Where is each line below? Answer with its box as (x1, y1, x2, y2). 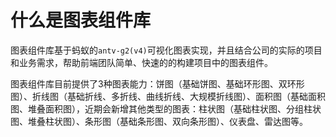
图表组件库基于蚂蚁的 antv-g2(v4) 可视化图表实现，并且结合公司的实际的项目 (10, 44, 323, 56)
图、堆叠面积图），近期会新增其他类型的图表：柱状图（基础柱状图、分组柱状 (10, 102, 322, 115)
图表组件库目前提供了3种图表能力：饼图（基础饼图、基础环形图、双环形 (10, 77, 305, 90)
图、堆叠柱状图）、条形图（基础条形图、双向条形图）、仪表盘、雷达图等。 (10, 115, 308, 127)
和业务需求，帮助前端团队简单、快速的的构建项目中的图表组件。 (10, 56, 273, 68)
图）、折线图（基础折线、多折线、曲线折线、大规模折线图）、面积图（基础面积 (10, 90, 326, 102)
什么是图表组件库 (10, 9, 152, 32)
